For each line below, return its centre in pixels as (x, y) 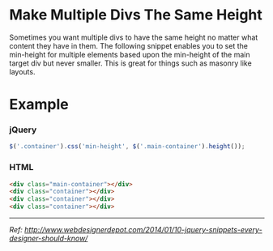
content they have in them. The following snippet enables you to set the (128, 45)
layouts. (22, 71)
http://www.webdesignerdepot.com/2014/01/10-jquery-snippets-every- (143, 230)
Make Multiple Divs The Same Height (136, 15)
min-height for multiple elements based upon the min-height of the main (130, 54)
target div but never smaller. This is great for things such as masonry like (130, 63)
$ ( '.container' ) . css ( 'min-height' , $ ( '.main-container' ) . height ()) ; (127, 147)
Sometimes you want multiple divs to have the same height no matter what (134, 37)
